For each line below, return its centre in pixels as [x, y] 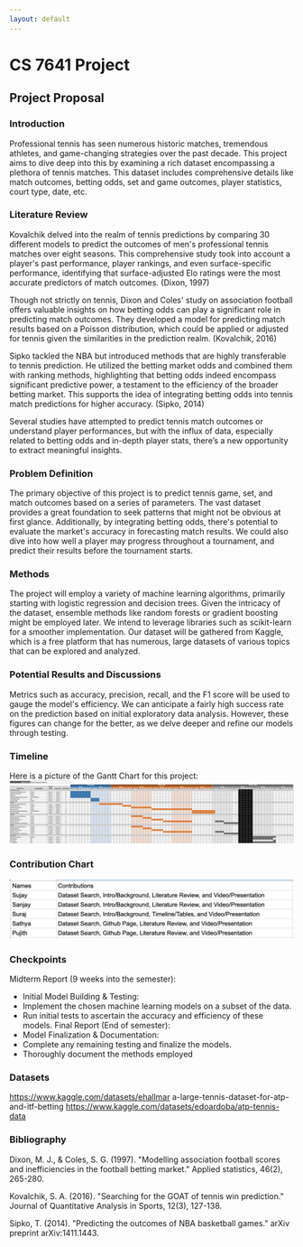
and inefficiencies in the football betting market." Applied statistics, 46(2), [146, 1168]
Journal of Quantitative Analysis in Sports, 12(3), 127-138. [116, 1205]
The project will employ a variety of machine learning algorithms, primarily [147, 594]
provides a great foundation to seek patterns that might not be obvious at [145, 512]
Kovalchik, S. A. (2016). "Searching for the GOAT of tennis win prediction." [147, 1196]
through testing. [39, 732]
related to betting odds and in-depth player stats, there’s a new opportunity [149, 440]
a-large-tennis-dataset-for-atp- [230, 1097]
